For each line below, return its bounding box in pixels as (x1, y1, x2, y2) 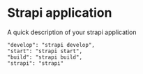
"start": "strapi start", (7, 47, 82, 54)
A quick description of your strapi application (7, 28, 137, 36)
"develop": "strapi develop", (7, 41, 96, 48)
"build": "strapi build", (7, 54, 82, 61)
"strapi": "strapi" (7, 59, 64, 67)
